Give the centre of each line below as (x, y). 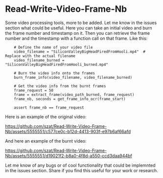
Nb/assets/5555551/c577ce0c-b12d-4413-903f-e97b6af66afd (68, 131)
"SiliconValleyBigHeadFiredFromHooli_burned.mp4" (57, 64)
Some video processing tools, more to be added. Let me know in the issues (81, 23)
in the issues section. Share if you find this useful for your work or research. (81, 170)
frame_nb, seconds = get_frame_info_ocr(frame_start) (70, 99)
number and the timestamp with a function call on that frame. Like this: (76, 38)
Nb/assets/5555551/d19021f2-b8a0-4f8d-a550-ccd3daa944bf (69, 155)
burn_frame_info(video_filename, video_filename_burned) (73, 77)
